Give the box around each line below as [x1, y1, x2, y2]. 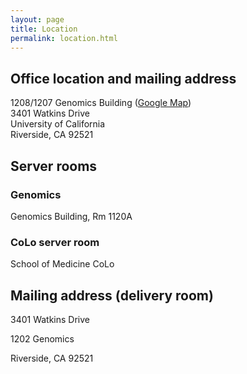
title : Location [10, 24, 78, 34]
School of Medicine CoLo [10, 258, 115, 270]
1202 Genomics [10, 332, 75, 345]
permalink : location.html [10, 33, 118, 43]
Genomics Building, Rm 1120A [10, 210, 133, 222]
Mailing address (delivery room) [10, 287, 214, 304]
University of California [10, 118, 106, 130]
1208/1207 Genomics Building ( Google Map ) [10, 97, 192, 109]
